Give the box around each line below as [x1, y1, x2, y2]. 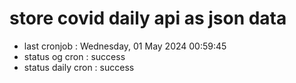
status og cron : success [23, 50, 126, 62]
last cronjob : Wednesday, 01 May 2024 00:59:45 [23, 40, 227, 52]
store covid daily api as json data [9, 7, 287, 30]
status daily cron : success [23, 61, 135, 73]
